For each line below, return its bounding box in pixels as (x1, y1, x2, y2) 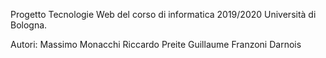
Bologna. (10, 19, 48, 31)
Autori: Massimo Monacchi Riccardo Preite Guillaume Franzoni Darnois (10, 39, 302, 50)
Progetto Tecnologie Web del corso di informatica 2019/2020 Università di (10, 9, 317, 20)
